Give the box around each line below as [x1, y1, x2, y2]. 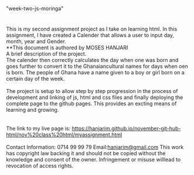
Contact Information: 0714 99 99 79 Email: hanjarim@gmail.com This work [6, 143, 184, 151]
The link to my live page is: [6, 125, 71, 132]
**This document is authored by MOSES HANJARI [6, 44, 128, 52]
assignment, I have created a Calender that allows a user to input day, [6, 32, 175, 39]
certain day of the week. [6, 76, 65, 83]
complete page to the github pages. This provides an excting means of [6, 100, 177, 107]
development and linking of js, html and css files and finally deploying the [6, 94, 183, 101]
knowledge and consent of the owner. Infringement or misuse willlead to [6, 156, 181, 163]
